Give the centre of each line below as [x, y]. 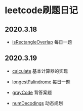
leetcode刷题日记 [41, 10]
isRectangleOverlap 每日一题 [42, 42]
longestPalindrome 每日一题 [41, 82]
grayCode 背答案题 [32, 92]
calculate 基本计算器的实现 [40, 71]
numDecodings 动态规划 [37, 103]
